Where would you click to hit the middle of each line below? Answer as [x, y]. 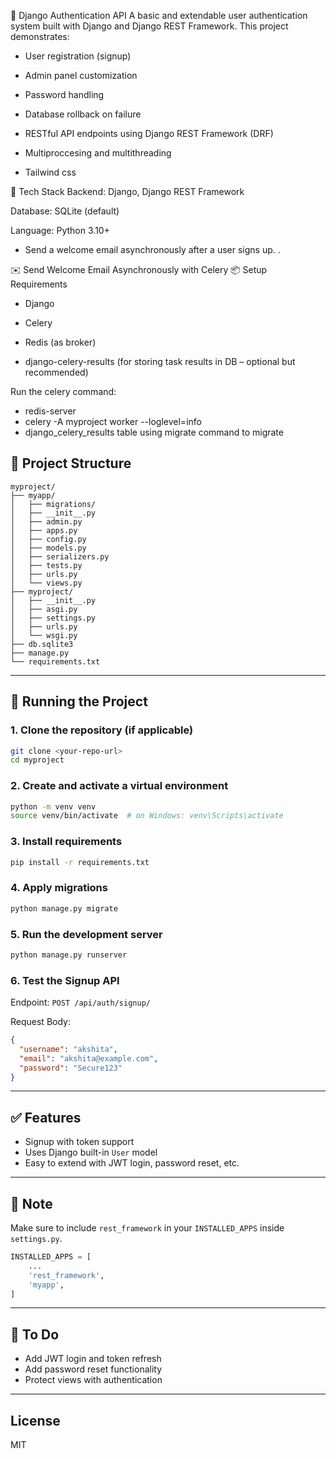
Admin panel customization [81, 75]
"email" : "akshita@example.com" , [89, 1058]
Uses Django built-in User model [91, 1152]
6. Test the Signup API [65, 980]
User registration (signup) [78, 56]
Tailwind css [50, 172]
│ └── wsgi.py [44, 635]
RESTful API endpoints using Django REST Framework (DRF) [149, 133]
